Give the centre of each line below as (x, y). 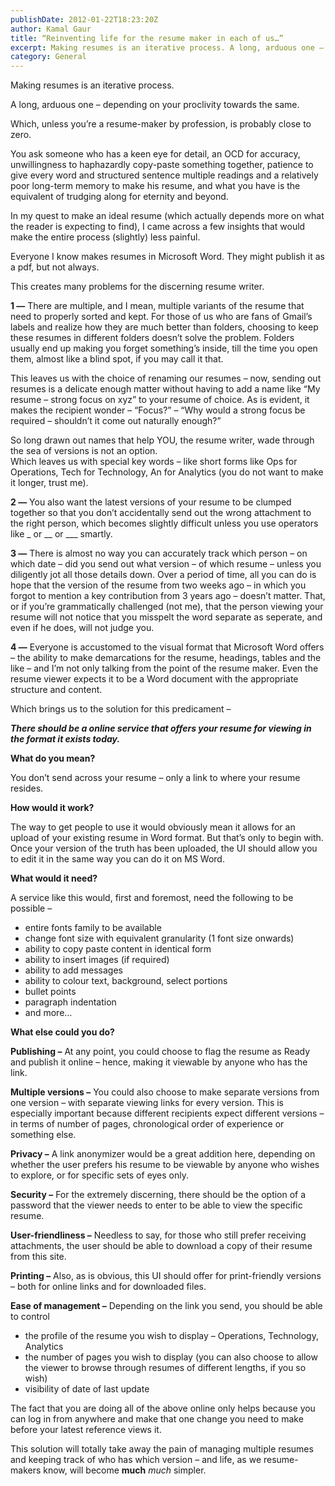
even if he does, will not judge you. (82, 628)
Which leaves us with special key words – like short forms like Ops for (154, 462)
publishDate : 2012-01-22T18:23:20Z (84, 19)
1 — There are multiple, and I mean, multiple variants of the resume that (157, 306)
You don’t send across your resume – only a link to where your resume (155, 778)
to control (30, 1317)
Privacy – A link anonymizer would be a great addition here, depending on (163, 1154)
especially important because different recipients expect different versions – (167, 1113)
